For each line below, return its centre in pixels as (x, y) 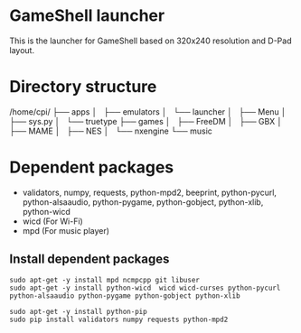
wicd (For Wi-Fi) (52, 221)
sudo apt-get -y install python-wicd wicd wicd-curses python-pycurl (145, 288)
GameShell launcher (87, 16)
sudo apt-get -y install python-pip (78, 311)
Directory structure (83, 87)
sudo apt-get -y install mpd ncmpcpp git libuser (105, 280)
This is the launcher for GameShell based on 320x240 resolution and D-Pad (150, 41)
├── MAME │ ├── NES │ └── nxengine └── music (111, 131)
